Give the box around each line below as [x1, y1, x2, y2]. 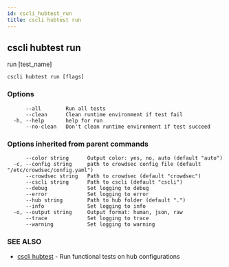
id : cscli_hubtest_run [7, 10, 72, 17]
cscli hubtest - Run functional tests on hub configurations [17, 253, 180, 261]
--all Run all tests [25, 105, 107, 112]
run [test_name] [7, 60, 52, 69]
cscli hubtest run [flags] [7, 74, 85, 81]
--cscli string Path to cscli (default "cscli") [25, 178, 184, 186]
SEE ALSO [7, 237, 42, 246]
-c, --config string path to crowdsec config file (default [13, 160, 201, 167]
